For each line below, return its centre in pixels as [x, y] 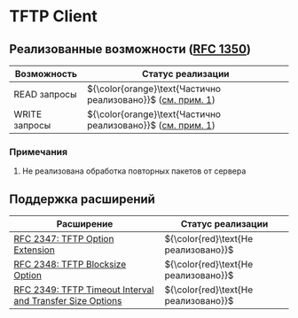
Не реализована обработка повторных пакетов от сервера [134, 171]
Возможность [46, 74]
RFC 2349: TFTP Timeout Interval [84, 290]
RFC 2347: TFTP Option [64, 239]
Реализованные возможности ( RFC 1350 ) [130, 49]
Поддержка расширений [82, 199]
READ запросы [45, 94]
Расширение [85, 224]
